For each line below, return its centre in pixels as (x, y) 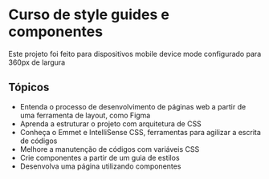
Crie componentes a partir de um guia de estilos (100, 157)
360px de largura (37, 62)
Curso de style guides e (89, 15)
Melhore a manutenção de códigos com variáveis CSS (110, 149)
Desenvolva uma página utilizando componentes (100, 166)
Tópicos (29, 88)
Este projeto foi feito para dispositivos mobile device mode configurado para (135, 54)
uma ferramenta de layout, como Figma (85, 115)
